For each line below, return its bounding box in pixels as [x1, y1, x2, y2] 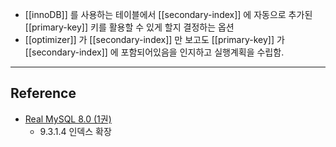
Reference [10, 85, 77, 102]
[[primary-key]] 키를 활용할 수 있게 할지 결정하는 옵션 [24, 21, 235, 33]
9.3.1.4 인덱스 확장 [39, 125, 112, 137]
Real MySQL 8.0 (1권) [24, 113, 112, 125]
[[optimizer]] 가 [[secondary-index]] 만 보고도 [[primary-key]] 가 [24, 34, 285, 45]
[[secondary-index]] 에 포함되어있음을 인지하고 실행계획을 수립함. [24, 46, 285, 58]
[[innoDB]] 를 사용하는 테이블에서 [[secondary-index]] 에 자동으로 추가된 [24, 9, 313, 20]
